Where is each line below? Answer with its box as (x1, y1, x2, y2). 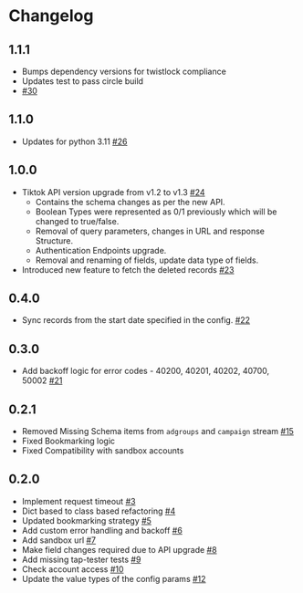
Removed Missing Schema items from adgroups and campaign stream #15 (21, 426, 294, 437)
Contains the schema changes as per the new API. (35, 196, 225, 207)
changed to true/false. (35, 215, 120, 226)
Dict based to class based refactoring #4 (21, 505, 176, 516)
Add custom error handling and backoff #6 (21, 525, 183, 536)
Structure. (35, 234, 74, 246)
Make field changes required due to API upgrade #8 (21, 544, 217, 555)
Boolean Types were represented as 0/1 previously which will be (35, 206, 277, 217)
